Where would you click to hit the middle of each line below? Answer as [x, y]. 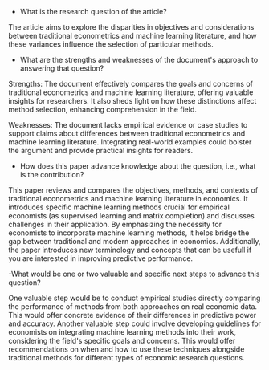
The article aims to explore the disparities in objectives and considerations [131, 27]
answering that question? [62, 68]
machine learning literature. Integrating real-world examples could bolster [130, 142]
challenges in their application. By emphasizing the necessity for [115, 224]
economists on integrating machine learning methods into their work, [122, 332]
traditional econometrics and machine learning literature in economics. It [128, 199]
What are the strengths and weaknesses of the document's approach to [139, 60]
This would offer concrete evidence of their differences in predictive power [132, 315]
